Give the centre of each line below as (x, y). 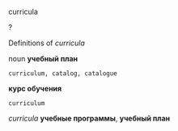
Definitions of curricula (47, 43)
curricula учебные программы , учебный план (89, 118)
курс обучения (35, 89)
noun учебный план (43, 59)
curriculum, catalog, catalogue (63, 74)
